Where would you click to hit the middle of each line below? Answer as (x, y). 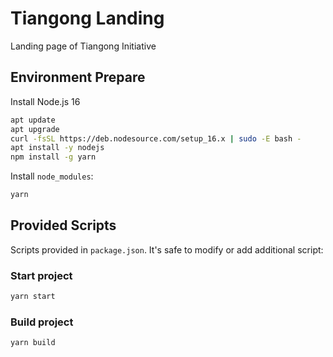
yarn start (33, 297)
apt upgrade (35, 129)
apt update (33, 120)
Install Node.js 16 (45, 101)
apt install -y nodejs (57, 148)
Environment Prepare (78, 77)
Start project (41, 275)
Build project (42, 322)
